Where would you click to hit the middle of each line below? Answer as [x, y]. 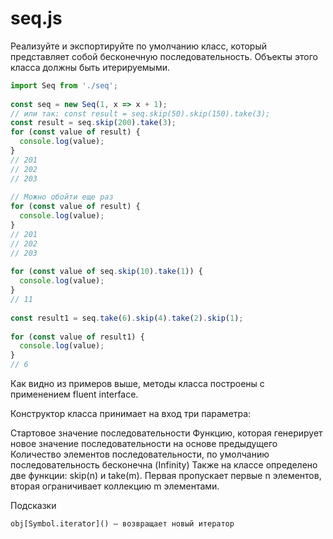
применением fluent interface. [74, 394]
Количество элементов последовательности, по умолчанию [140, 454]
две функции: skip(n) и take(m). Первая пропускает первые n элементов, [166, 476]
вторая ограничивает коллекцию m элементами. [115, 486]
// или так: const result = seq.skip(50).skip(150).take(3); [140, 113]
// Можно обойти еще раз [62, 197]
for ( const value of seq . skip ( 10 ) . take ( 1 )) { [106, 272]
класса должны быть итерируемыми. [90, 67]
